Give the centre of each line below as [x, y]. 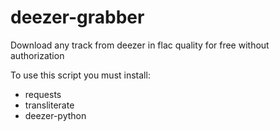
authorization [37, 55]
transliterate [49, 105]
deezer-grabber [77, 17]
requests [43, 94]
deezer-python [55, 115]
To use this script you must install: [80, 75]
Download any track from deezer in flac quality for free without [140, 45]
